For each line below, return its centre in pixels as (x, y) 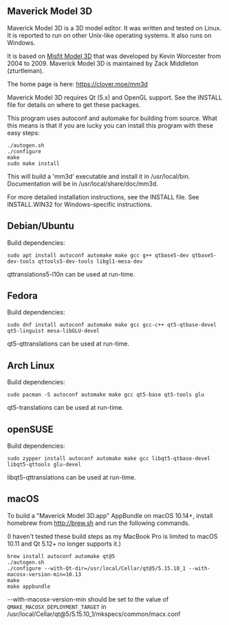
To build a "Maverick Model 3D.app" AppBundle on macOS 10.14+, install (110, 515)
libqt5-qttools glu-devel (44, 465)
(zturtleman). (25, 70)
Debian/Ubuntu (41, 226)
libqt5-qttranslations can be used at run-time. (72, 477)
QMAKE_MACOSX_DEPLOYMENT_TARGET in (57, 606)
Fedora (22, 296)
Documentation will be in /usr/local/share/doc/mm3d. (83, 183)
